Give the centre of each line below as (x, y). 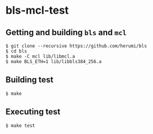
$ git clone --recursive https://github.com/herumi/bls (76, 46)
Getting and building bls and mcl (66, 32)
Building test (30, 80)
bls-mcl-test (37, 10)
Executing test (33, 112)
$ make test (20, 126)
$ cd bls (16, 51)
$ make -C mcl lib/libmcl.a (40, 57)
